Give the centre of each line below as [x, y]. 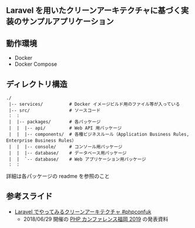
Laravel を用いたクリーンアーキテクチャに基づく [94, 11]
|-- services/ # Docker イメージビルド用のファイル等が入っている [94, 105]
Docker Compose [36, 64]
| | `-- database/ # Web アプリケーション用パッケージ [77, 160]
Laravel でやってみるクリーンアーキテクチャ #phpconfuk [83, 212]
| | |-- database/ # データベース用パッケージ [68, 153]
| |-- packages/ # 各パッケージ [55, 122]
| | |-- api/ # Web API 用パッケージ [65, 128]
